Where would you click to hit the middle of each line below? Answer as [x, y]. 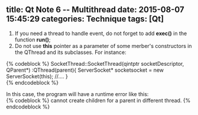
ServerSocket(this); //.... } [37, 76]
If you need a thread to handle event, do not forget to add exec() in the [101, 33]
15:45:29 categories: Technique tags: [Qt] [85, 19]
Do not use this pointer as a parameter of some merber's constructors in [103, 46]
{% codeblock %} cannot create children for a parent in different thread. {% [98, 100]
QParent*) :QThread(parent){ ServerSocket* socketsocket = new [85, 70]
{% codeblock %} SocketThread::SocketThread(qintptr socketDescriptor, [95, 63]
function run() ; [33, 39]
